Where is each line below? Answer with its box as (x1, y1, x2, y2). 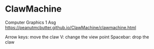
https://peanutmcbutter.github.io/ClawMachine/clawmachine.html (5, 24, 137, 30)
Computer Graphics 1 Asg (5, 19, 56, 25)
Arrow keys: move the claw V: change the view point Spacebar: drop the (5, 34, 149, 40)
